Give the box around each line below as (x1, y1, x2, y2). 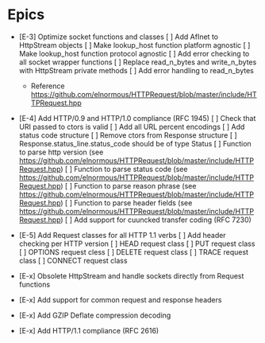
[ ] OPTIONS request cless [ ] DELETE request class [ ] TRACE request (18, 247, 249, 256)
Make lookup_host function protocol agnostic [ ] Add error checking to (18, 49, 250, 58)
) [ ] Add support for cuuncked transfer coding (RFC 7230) (60, 215, 252, 224)
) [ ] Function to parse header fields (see (60, 197, 193, 208)
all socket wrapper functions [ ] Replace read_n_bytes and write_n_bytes (18, 57, 257, 67)
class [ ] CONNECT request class (18, 255, 128, 265)
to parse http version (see (18, 147, 104, 157)
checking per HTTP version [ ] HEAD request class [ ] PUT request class (18, 239, 255, 248)
